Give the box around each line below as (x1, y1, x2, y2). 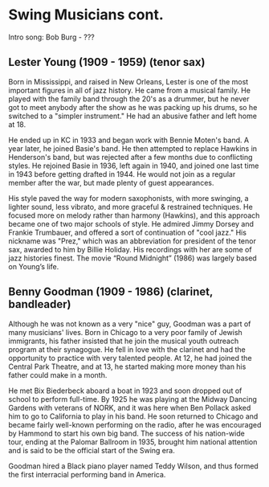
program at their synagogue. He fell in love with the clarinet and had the (8, 344, 247, 354)
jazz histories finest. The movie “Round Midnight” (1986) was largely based (8, 253, 257, 263)
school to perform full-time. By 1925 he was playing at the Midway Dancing (8, 394, 257, 403)
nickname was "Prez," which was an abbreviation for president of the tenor (8, 235, 257, 246)
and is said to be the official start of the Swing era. (8, 445, 175, 455)
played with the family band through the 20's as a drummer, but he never (8, 94, 250, 104)
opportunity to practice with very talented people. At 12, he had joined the (8, 353, 252, 362)
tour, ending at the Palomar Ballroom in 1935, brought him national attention (8, 436, 258, 447)
